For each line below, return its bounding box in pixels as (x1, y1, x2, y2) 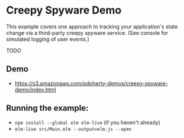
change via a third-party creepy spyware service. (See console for (6, 29, 169, 36)
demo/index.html (14, 86, 56, 93)
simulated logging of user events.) (6, 35, 90, 42)
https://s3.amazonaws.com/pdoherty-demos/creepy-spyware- (14, 80, 169, 87)
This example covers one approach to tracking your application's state (6, 23, 178, 30)
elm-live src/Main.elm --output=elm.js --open (14, 126, 132, 132)
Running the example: (6, 103, 89, 113)
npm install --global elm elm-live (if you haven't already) (14, 119, 161, 126)
